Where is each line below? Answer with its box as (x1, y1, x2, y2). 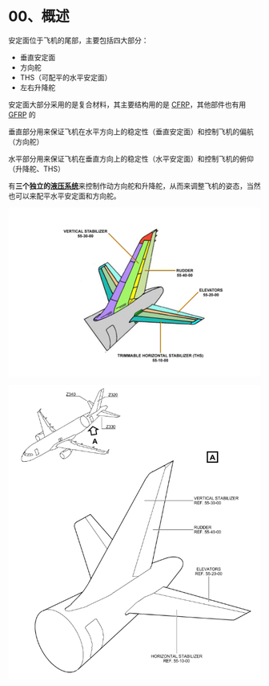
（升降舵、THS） (8, 164, 66, 174)
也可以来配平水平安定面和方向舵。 (8, 190, 121, 201)
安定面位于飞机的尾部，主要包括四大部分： (8, 35, 149, 45)
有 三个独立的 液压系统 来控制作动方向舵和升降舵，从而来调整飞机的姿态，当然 (8, 181, 261, 190)
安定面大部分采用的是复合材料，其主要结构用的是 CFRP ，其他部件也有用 (8, 100, 247, 109)
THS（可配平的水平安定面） (19, 72, 112, 82)
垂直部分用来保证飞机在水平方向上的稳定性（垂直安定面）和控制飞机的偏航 (8, 126, 254, 137)
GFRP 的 (8, 109, 36, 119)
